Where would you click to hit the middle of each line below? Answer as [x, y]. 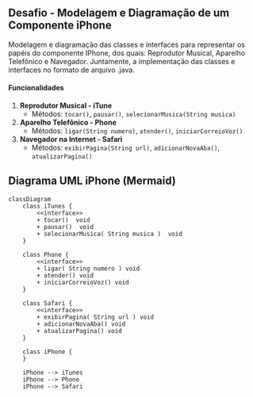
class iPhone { [48, 352]
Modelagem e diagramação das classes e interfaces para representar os [127, 44]
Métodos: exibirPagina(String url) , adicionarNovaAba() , [126, 148]
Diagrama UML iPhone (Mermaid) [92, 181]
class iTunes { [48, 206]
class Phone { [46, 254]
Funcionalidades [36, 88]
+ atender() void [65, 275]
